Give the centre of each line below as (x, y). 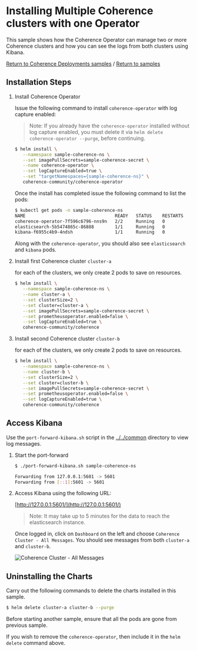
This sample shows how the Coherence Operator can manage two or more (96, 40)
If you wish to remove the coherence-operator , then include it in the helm (93, 637)
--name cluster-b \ (46, 372)
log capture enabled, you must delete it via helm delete (96, 132)
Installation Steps (39, 82)
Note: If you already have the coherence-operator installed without (109, 126)
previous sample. (27, 625)
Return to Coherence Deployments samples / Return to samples (83, 64)
